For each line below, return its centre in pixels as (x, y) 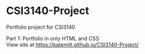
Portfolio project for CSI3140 (41, 27)
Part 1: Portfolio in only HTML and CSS (53, 38)
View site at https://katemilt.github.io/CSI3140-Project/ (72, 45)
